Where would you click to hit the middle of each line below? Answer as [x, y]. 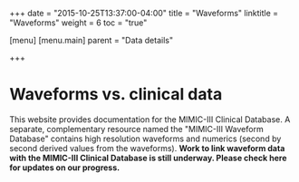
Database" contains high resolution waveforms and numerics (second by [145, 139]
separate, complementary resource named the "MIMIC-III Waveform [137, 129]
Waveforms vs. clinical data [116, 95]
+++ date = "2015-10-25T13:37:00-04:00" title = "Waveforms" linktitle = [144, 13]
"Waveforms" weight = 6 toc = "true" [78, 23]
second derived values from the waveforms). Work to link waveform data [147, 148]
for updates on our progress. [65, 168]
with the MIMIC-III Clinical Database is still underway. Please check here [148, 158]
